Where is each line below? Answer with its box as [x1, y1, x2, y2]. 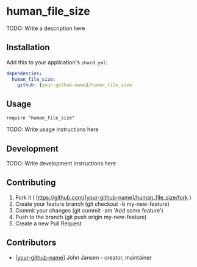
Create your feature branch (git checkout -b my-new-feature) [15, 200, 170, 208]
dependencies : [6, 70, 43, 77]
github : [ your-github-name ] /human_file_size [17, 81, 132, 88]
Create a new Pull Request [15, 219, 82, 227]
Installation [6, 42, 50, 53]
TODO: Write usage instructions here [6, 126, 99, 133]
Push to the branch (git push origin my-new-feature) [15, 213, 147, 220]
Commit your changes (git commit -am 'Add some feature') [15, 206, 163, 214]
